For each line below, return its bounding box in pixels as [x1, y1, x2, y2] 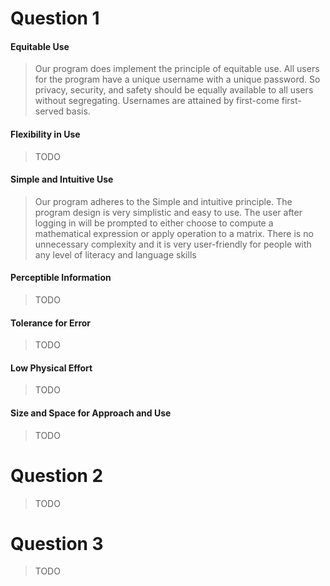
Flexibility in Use [10, 128, 81, 140]
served [34, 105, 65, 117]
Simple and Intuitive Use [10, 173, 114, 186]
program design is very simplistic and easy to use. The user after [34, 206, 303, 218]
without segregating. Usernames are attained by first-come [34, 95, 280, 107]
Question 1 [10, 7, 100, 30]
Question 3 [10, 532, 104, 555]
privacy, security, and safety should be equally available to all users [34, 84, 314, 96]
